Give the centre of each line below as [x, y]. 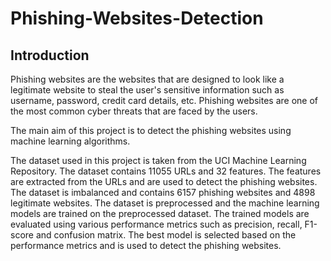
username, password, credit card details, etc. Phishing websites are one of [164, 100]
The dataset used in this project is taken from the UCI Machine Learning [158, 160]
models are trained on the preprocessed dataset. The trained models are [160, 213]
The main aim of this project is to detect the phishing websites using [151, 130]
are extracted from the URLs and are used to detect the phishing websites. [164, 181]
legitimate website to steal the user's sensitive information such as [147, 90]
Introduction [50, 55]
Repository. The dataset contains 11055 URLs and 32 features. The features [166, 171]
